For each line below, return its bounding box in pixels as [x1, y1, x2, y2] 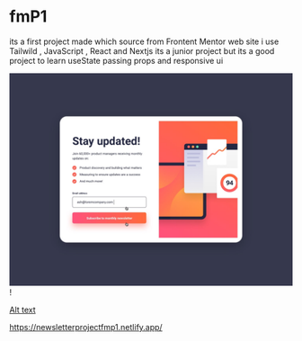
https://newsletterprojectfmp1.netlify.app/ [9, 321, 164, 332]
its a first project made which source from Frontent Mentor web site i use [9, 36, 280, 47]
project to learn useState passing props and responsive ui [9, 55, 224, 66]
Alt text [9, 304, 36, 315]
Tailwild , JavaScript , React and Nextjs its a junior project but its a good [9, 45, 275, 56]
